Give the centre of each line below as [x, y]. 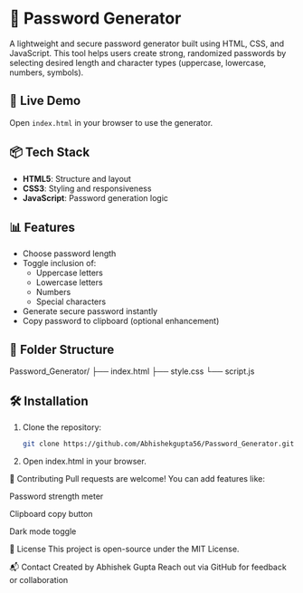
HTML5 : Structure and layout [76, 178]
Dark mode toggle [43, 531]
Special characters [71, 301]
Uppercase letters [70, 273]
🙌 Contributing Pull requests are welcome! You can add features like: [137, 478]
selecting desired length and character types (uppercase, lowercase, [138, 62]
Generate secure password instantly [90, 311]
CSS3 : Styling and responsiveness [87, 188]
